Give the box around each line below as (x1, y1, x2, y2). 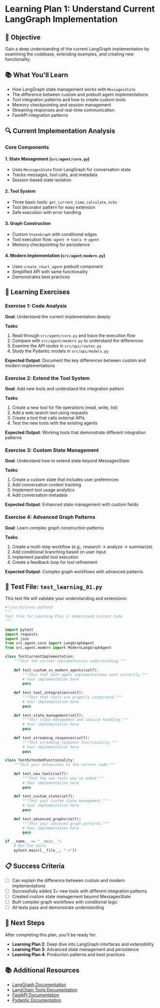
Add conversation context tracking (12, 482, 81, 488)
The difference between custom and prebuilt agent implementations (12, 91, 148, 97)
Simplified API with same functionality (12, 268, 88, 274)
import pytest (5, 627, 34, 632)
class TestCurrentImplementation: (5, 654, 75, 659)
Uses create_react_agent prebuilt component (12, 264, 103, 269)
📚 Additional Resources (5, 966, 80, 974)
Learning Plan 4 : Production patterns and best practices (12, 952, 125, 957)
